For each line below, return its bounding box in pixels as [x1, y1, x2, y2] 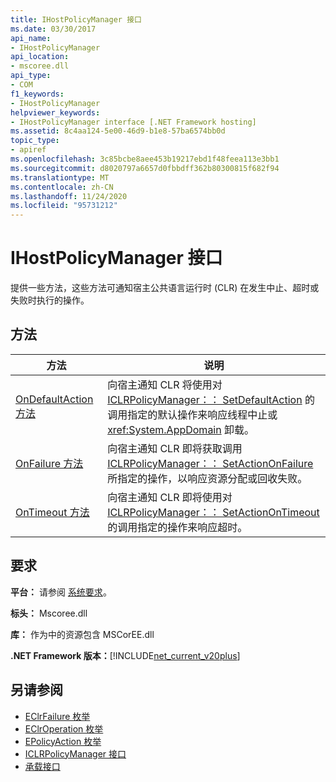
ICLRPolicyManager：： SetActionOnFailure [107, 456, 314, 470]
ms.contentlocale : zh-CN [10, 182, 114, 192]
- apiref [10, 145, 47, 155]
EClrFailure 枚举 [24, 710, 91, 722]
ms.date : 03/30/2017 [10, 24, 97, 34]
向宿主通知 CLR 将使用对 [107, 377, 223, 391]
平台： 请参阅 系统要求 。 [10, 586, 112, 598]
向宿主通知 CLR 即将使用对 [107, 490, 233, 504]
